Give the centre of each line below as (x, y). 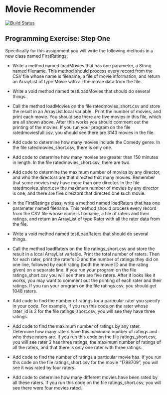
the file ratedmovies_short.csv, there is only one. (62, 147)
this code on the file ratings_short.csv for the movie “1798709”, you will (85, 362)
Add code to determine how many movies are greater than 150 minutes (85, 157)
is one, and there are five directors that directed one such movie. (79, 193)
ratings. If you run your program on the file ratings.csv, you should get (84, 285)
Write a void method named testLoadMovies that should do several (81, 91)
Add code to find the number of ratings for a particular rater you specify (86, 300)
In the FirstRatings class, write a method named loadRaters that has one (86, 203)
